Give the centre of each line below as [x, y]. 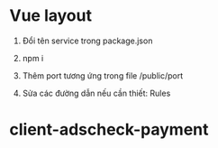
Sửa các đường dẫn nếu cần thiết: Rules [96, 93]
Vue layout [51, 16]
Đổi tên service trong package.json [87, 41]
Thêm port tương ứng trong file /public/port [103, 75]
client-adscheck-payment [109, 129]
